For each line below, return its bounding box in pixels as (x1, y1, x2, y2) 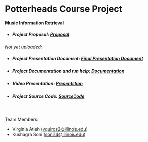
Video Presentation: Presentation (12, 81, 83, 87)
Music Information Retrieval (5, 20, 64, 26)
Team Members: (5, 116, 39, 122)
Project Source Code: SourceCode (12, 93, 85, 99)
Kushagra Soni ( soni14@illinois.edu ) (12, 131, 86, 137)
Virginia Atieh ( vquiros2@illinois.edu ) (12, 126, 88, 132)
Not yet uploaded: (5, 44, 42, 50)
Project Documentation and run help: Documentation (12, 68, 125, 74)
